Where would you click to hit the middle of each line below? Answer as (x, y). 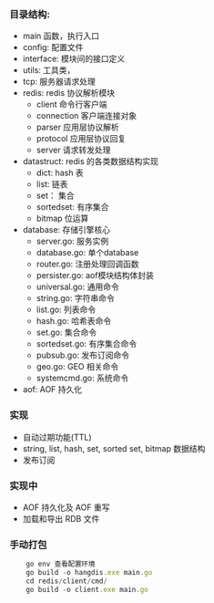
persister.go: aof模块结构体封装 (95, 276)
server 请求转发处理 (73, 150)
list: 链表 (52, 184)
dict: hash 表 (60, 173)
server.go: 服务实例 (72, 241)
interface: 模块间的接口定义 (74, 59)
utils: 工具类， (49, 70)
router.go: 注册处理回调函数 (87, 264)
